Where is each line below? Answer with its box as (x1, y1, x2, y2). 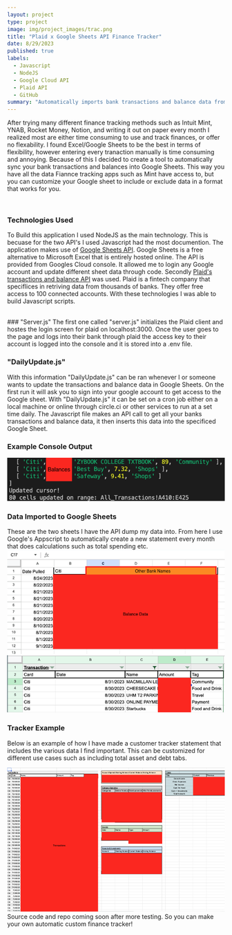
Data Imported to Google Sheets (7, 512, 117, 521)
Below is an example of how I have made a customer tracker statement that (7, 739, 222, 747)
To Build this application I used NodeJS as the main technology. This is (7, 231, 209, 239)
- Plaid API (13, 84, 48, 91)
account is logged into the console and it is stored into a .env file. (7, 340, 193, 349)
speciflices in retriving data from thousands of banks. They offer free (7, 282, 204, 290)
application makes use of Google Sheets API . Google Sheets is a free (7, 246, 204, 254)
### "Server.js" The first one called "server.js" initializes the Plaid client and (7, 318, 223, 326)
